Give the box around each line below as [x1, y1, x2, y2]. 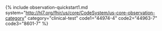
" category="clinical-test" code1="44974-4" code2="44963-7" [24, 15, 157, 21]
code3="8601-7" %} [5, 20, 49, 26]
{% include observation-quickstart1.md [5, 5, 88, 10]
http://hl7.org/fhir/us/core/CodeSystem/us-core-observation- [25, 10, 155, 16]
